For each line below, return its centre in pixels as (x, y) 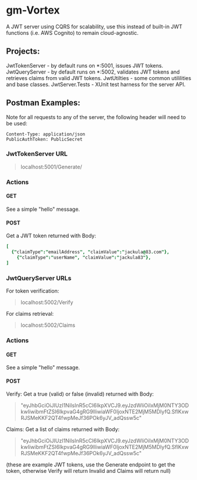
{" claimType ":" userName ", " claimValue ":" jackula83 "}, (84, 257)
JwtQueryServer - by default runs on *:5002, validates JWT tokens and (93, 72)
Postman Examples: (43, 103)
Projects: (23, 52)
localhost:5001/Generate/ (51, 167)
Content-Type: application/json (46, 134)
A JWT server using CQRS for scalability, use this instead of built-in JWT (94, 27)
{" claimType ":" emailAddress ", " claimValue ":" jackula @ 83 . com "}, (90, 252)
